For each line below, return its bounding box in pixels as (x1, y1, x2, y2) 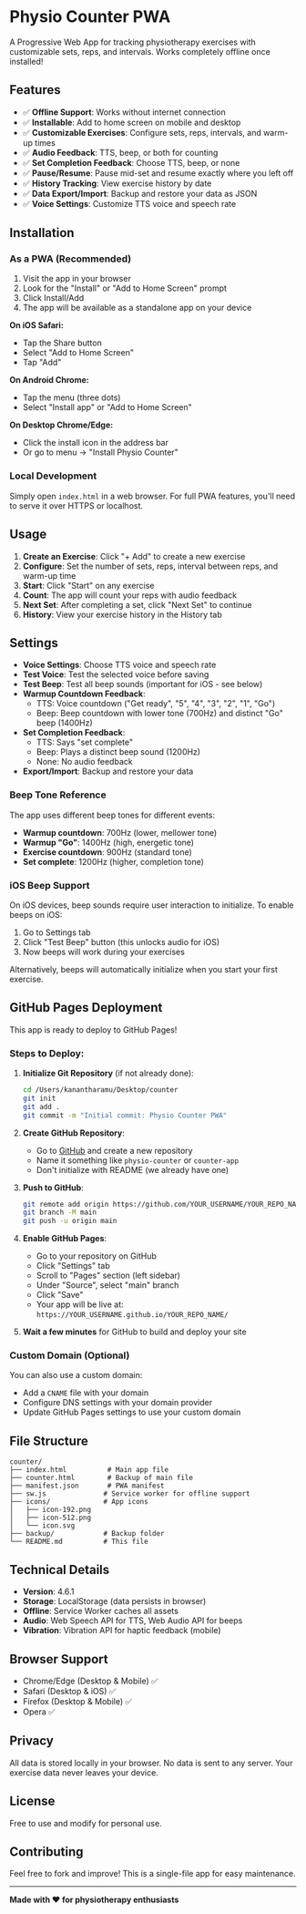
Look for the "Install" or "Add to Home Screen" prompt (22, 283, 228, 293)
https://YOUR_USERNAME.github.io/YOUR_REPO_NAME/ (36, 1311, 229, 1320)
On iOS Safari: (9, 320, 64, 331)
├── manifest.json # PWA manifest (9, 1481, 166, 1491)
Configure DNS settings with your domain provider (22, 1397, 212, 1408)
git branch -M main (22, 1208, 97, 1218)
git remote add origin (22, 1199, 109, 1209)
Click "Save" (36, 1290, 84, 1301)
